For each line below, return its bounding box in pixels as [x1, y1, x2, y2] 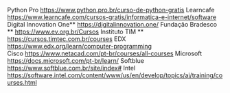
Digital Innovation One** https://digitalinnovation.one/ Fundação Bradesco [7, 21, 218, 28]
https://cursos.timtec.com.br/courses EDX [7, 35, 126, 43]
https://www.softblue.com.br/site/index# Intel [7, 64, 136, 72]
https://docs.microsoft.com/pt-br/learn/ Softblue [7, 57, 144, 64]
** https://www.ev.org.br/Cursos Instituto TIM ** [7, 27, 144, 36]
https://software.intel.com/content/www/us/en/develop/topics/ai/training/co [7, 71, 223, 79]
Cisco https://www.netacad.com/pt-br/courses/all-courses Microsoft [7, 49, 203, 57]
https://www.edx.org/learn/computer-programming [7, 42, 152, 50]
